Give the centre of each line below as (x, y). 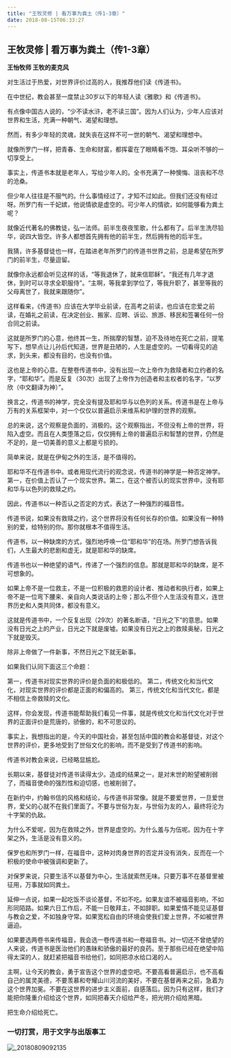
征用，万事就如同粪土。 (40, 885)
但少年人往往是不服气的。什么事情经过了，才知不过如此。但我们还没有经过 (112, 196)
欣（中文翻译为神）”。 (37, 388)
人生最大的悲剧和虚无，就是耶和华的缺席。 (79, 550)
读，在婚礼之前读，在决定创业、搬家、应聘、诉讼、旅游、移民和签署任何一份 (115, 315)
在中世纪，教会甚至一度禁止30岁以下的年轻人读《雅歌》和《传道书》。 (106, 97)
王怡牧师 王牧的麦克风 (38, 68)
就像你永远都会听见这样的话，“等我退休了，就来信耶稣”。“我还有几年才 (108, 275)
